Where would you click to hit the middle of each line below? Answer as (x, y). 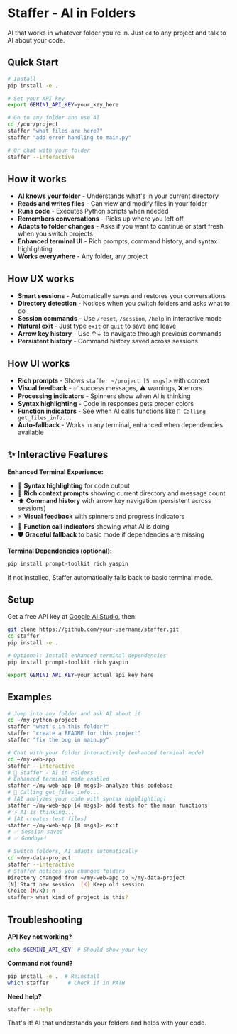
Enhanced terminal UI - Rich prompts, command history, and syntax (117, 241)
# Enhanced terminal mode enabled (59, 779)
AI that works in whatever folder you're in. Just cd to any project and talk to (117, 33)
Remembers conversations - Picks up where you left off (101, 219)
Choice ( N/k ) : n (31, 891)
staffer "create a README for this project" (74, 733)
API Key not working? (40, 936)
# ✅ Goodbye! (27, 839)
